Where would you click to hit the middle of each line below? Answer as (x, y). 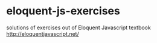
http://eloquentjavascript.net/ (43, 33)
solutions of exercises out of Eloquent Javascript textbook (78, 27)
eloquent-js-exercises (63, 11)
